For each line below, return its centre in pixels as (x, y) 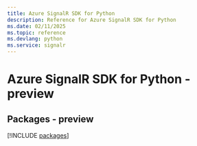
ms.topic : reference (37, 33)
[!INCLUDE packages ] (38, 135)
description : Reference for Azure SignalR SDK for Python (92, 20)
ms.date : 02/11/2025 (37, 26)
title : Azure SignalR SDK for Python (61, 13)
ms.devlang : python (35, 39)
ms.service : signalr (37, 45)
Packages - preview (50, 119)
